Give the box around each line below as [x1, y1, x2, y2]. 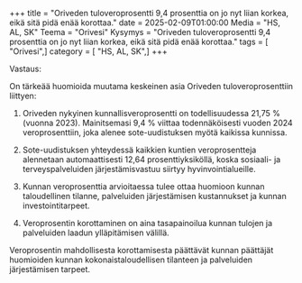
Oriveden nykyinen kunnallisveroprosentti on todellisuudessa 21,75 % [22, 108, 281, 118]
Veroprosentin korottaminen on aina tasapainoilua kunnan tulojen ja [22, 218, 273, 228]
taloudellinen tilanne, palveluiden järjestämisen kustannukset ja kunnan [22, 191, 287, 201]
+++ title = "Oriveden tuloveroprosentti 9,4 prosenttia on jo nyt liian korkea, [9, 8, 289, 18]
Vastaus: [9, 63, 42, 74]
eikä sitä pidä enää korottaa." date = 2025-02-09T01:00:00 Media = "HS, [9, 17, 281, 28]
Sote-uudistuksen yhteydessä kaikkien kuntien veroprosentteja [22, 144, 257, 155]
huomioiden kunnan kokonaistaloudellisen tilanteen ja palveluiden [9, 254, 253, 265]
